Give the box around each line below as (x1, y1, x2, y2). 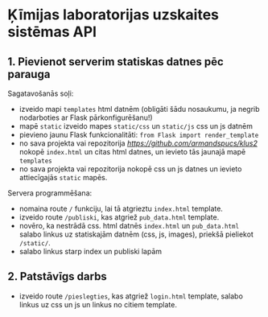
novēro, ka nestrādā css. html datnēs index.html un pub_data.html (19, 221, 239, 230)
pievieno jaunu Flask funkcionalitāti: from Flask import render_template (19, 130, 259, 139)
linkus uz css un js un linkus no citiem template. (19, 299, 178, 309)
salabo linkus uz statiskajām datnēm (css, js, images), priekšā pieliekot (19, 229, 254, 239)
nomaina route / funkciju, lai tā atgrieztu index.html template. (19, 204, 223, 213)
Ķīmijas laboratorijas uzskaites (7, 6, 219, 24)
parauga (7, 67, 51, 81)
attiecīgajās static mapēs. (19, 173, 108, 182)
